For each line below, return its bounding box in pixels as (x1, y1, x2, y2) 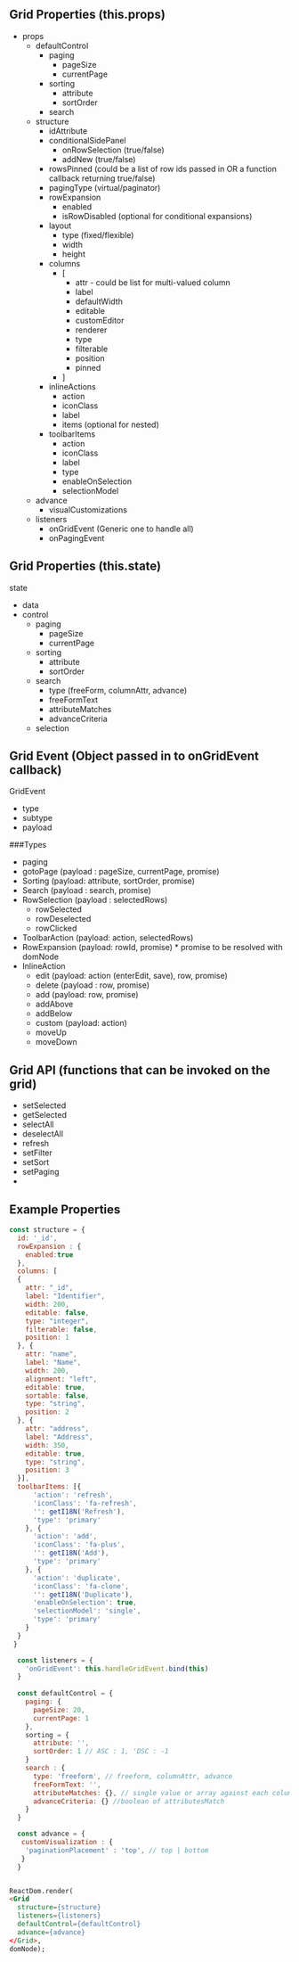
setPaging (21, 1167, 60, 1178)
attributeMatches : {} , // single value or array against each (32, 1788, 269, 1797)
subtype (21, 813, 53, 824)
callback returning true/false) (48, 173, 156, 184)
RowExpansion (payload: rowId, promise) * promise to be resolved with (21, 942, 283, 953)
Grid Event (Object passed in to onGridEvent (9, 749, 260, 764)
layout (48, 220, 72, 231)
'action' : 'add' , (32, 1532, 98, 1541)
